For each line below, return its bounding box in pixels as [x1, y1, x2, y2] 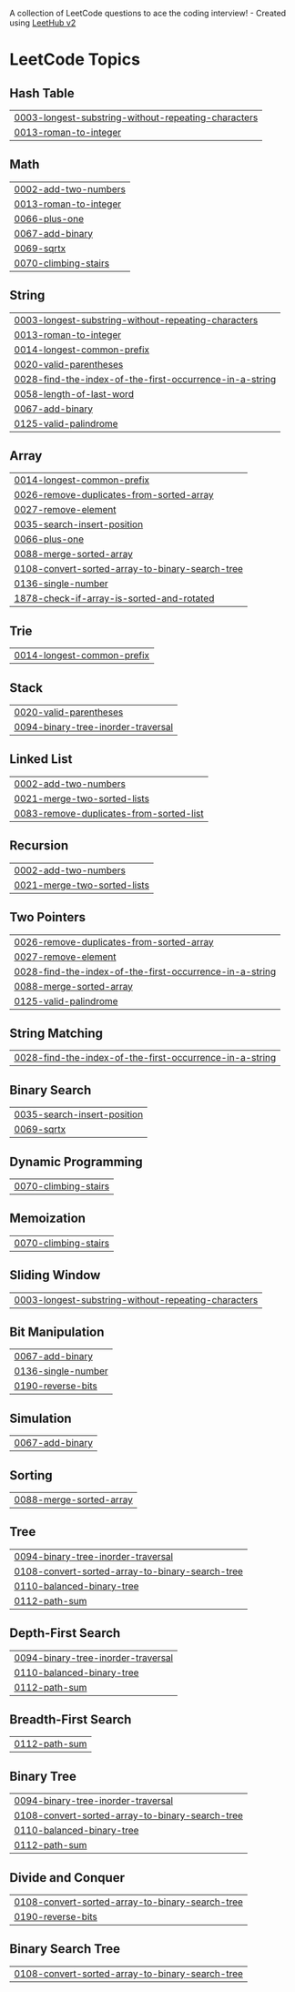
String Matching [9, 1025, 103, 1041]
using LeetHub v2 [9, 17, 76, 28]
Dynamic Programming [9, 1154, 143, 1169]
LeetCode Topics [9, 49, 141, 70]
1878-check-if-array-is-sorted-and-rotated [14, 592, 215, 605]
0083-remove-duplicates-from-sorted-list [14, 807, 204, 819]
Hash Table [9, 86, 75, 101]
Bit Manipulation [9, 1324, 105, 1339]
